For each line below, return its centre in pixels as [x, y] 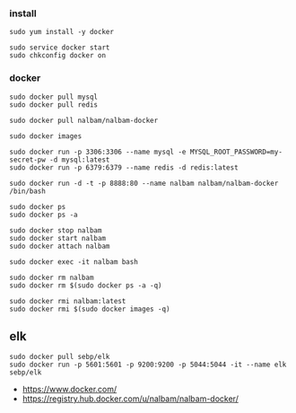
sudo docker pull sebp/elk [60, 357]
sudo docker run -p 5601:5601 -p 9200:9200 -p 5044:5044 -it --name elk [148, 365]
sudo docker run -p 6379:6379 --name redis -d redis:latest [124, 167]
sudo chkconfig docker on [57, 56]
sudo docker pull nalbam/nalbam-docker [84, 120]
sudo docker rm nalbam [52, 277]
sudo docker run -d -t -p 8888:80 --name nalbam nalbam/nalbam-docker [144, 183]
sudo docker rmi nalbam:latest [68, 301]
